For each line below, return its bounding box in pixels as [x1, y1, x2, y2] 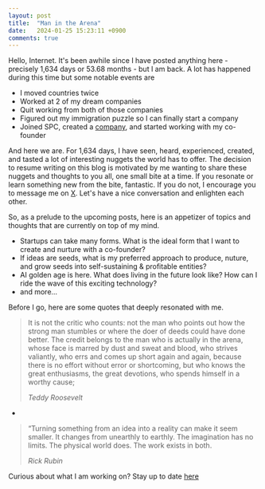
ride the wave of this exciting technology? [19, 278, 158, 288]
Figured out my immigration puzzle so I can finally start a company [19, 113, 239, 124]
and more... [19, 287, 58, 297]
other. [8, 197, 28, 207]
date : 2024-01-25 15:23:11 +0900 [8, 26, 127, 34]
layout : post [8, 11, 52, 20]
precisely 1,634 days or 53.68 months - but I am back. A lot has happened [8, 65, 251, 74]
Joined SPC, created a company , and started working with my [19, 122, 223, 132]
